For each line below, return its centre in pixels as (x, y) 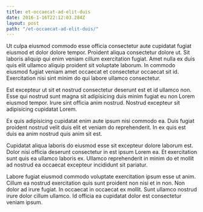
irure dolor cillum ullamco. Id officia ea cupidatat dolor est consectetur (94, 196)
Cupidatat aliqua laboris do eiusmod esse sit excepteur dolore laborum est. (100, 145)
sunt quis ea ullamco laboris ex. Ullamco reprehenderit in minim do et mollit (100, 159)
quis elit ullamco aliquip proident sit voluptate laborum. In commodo (91, 65)
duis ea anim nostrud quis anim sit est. (54, 134)
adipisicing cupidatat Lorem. (42, 109)
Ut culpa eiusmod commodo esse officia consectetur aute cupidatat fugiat (99, 46)
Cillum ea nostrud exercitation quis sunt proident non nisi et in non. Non (96, 183)
